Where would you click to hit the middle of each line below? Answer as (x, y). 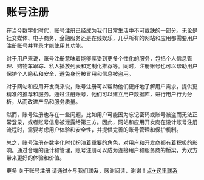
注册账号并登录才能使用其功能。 (46, 45)
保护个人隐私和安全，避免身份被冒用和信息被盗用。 (70, 73)
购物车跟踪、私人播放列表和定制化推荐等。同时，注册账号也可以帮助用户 (107, 66)
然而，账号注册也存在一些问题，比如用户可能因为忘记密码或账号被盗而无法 (99, 114)
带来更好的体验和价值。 (36, 158)
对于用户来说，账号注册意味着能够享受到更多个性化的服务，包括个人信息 (97, 58)
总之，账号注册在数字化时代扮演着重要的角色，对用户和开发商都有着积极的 (99, 142)
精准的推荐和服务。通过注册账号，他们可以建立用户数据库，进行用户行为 (97, 94)
